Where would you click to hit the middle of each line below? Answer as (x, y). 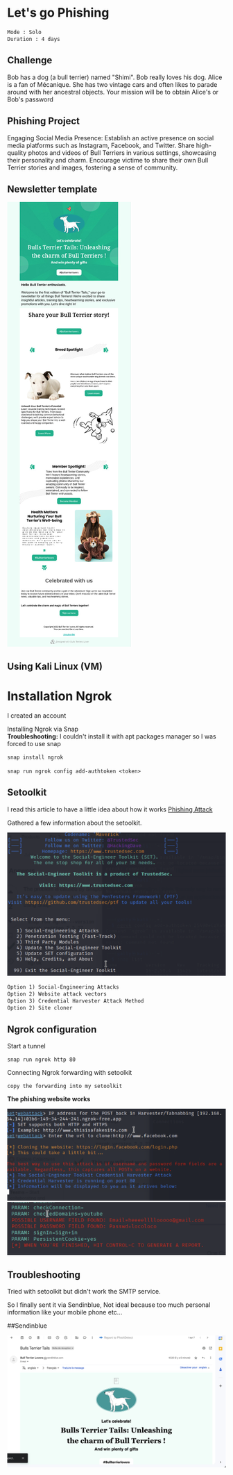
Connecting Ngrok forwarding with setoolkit (70, 1073)
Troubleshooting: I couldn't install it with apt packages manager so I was (112, 736)
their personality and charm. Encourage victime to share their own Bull (108, 160)
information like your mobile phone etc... (65, 1312)
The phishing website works (49, 1099)
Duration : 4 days (34, 39)
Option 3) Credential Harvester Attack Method (76, 1001)
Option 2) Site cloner (40, 1008)
